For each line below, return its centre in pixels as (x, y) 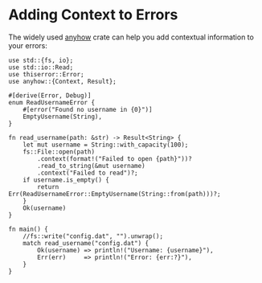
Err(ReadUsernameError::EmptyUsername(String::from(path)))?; (115, 194)
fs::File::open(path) (59, 152)
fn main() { (28, 229)
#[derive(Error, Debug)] (50, 95)
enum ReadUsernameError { (51, 102)
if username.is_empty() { (66, 180)
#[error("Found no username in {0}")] (88, 109)
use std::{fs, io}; (41, 60)
